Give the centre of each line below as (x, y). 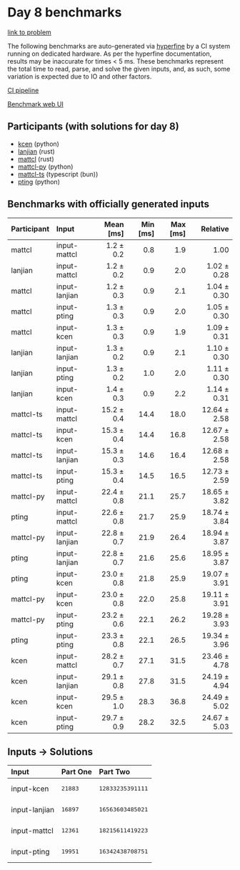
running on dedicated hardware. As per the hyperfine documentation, (110, 54)
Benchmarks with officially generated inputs (108, 204)
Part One (76, 772)
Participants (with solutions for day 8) (94, 127)
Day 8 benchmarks (65, 12)
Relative (215, 229)
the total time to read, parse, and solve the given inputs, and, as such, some (119, 69)
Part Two (115, 772)
